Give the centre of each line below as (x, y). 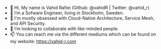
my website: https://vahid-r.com (43, 41)
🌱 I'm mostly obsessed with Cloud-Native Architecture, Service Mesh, (82, 18)
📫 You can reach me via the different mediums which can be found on (83, 34)
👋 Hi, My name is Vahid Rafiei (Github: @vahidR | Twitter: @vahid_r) (79, 8)
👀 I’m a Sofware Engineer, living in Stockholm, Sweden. (67, 13)
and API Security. (28, 23)
